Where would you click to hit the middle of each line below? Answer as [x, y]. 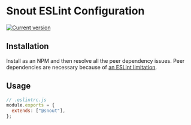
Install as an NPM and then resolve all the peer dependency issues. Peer [95, 60]
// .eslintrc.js [26, 100]
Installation [28, 46]
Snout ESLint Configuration [75, 11]
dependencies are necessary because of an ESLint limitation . [82, 67]
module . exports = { [31, 105]
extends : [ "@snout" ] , [39, 111]
